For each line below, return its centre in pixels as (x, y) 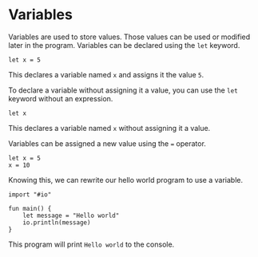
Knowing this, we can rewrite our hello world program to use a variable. (126, 180)
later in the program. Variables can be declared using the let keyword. (124, 45)
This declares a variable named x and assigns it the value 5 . (106, 74)
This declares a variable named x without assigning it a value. (109, 128)
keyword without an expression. (61, 98)
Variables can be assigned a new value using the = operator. (107, 143)
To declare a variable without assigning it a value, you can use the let (123, 90)
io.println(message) (57, 222)
